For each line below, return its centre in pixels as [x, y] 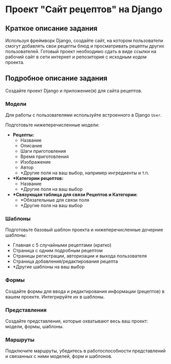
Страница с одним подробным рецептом [58, 251]
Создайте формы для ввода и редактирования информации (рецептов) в [85, 291]
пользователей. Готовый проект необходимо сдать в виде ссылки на [81, 51]
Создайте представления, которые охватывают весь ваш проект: [77, 321]
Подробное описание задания [56, 78]
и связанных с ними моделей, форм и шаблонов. [59, 356]
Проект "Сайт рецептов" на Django [84, 9]
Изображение [35, 162]
